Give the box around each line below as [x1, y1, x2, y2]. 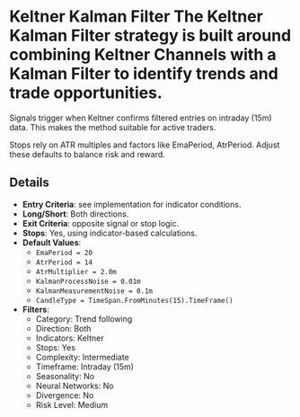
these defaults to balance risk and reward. [9, 148, 166, 159]
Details [9, 175, 49, 191]
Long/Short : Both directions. [22, 208, 129, 219]
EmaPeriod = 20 [35, 248, 93, 257]
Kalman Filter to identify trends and [9, 64, 278, 84]
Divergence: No [35, 389, 94, 401]
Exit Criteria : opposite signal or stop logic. [22, 217, 180, 228]
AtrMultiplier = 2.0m [35, 267, 117, 276]
